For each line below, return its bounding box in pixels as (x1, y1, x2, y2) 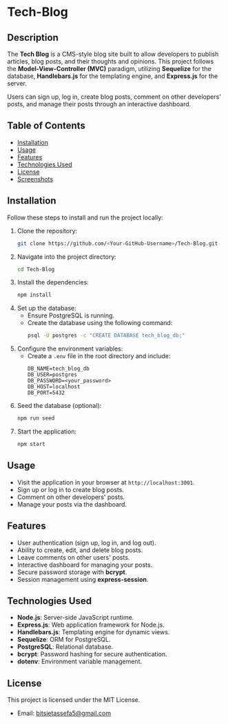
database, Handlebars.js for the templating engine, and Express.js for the (7, 72, 218, 80)
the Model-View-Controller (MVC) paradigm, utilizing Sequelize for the (7, 65, 211, 72)
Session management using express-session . (17, 575, 149, 583)
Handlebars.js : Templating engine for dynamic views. (17, 628, 170, 636)
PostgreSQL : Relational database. (17, 643, 114, 651)
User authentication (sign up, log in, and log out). (17, 538, 156, 547)
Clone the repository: (17, 226, 78, 235)
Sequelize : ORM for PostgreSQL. (17, 636, 112, 644)
